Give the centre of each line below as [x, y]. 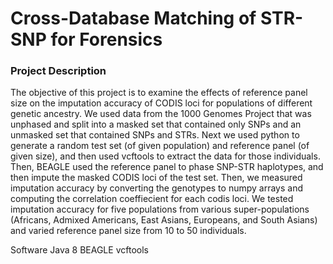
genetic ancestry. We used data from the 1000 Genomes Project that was [161, 114]
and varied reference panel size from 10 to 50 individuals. [128, 231]
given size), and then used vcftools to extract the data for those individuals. [165, 156]
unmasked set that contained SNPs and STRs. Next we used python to [155, 135]
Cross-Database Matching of [133, 18]
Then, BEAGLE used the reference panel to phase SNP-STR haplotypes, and [167, 167]
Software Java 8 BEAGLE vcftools [79, 250]
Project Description [58, 71]
